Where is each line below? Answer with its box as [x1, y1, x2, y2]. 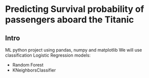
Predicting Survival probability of [5, 3, 145, 15]
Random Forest [12, 62, 44, 68]
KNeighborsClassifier [12, 67, 56, 73]
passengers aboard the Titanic [5, 14, 134, 25]
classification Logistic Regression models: [5, 52, 91, 58]
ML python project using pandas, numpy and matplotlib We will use [5, 47, 142, 53]
